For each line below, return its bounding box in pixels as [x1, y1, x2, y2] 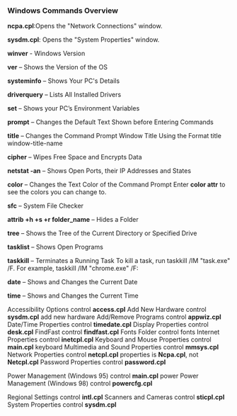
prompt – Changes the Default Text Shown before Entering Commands [7, 118, 214, 126]
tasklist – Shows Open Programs [7, 243, 104, 252]
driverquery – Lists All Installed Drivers [7, 91, 122, 99]
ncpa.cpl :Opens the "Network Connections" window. [7, 22, 163, 30]
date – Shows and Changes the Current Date [7, 278, 138, 286]
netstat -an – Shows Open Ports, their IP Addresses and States [7, 167, 192, 175]
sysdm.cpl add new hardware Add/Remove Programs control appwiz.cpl [7, 313, 221, 321]
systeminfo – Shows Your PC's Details [7, 77, 120, 85]
